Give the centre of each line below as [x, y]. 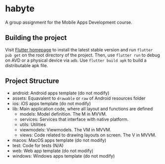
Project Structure [32, 81]
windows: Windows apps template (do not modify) [63, 156]
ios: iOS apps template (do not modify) [52, 103]
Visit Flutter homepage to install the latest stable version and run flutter [79, 49]
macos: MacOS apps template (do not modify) [59, 140]
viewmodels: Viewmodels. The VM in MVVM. [65, 129]
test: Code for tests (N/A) [38, 145]
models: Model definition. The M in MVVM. [63, 114]
